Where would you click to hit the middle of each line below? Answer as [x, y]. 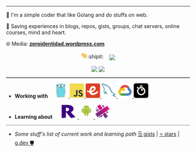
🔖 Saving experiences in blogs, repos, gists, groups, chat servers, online [93, 26]
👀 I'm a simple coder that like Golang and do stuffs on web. [77, 15]
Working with [31, 96]
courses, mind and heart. [36, 32]
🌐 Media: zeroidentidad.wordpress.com [55, 44]
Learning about [33, 116]
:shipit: [95, 57]
